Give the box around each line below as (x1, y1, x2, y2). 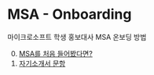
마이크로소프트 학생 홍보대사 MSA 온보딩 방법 (7, 32, 147, 41)
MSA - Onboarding (7, 5, 132, 23)
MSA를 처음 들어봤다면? (18, 48, 93, 58)
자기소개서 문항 (18, 59, 66, 68)
